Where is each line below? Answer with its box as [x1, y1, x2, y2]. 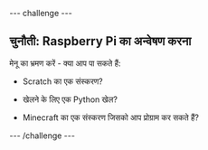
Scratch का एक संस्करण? [22, 76, 103, 87]
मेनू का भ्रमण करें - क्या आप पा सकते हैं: [9, 58, 121, 69]
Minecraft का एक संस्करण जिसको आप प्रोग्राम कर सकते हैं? [22, 112, 199, 123]
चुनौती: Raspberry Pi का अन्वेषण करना [9, 33, 192, 49]
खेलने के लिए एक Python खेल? [22, 94, 118, 105]
